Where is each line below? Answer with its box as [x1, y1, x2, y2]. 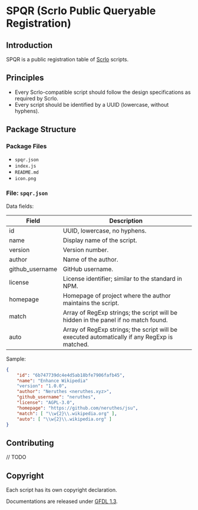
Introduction [6, 40, 53, 50]
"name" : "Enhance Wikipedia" [16, 378, 88, 384]
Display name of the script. [62, 236, 137, 244]
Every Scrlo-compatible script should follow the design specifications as [14, 89, 191, 96]
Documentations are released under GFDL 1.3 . [6, 498, 118, 505]
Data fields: [6, 202, 34, 210]
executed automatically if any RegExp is [62, 332, 173, 341]
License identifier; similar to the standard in [62, 274, 183, 283]
